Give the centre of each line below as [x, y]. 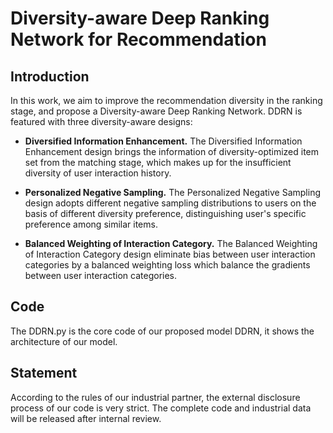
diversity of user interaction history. [98, 173]
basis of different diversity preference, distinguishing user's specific [165, 213]
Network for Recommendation [138, 39]
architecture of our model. [64, 341]
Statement [44, 373]
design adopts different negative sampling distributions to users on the [170, 203]
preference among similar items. [91, 224]
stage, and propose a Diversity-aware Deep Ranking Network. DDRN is [156, 111]
